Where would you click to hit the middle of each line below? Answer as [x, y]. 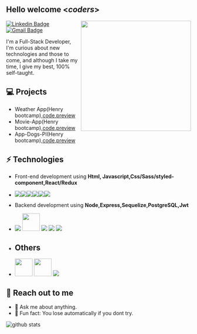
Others [28, 247]
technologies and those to [38, 54]
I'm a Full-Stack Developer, [39, 41]
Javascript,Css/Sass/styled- [138, 176]
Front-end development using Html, [58, 176]
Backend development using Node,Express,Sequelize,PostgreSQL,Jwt [101, 205]
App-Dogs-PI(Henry [39, 134]
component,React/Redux [46, 183]
